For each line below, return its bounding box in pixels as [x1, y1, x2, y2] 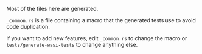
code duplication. [6, 23, 50, 30]
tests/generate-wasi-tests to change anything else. [6, 41, 138, 48]
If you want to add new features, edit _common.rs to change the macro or [6, 35, 187, 41]
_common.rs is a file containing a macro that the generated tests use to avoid [6, 17, 196, 23]
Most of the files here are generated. [6, 5, 99, 12]
